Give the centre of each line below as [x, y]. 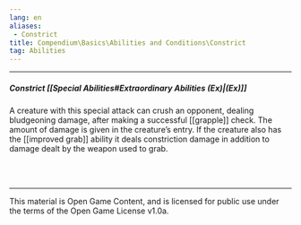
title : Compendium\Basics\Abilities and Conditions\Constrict [128, 43]
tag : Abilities [38, 51]
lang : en [26, 17]
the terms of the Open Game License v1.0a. [89, 211]
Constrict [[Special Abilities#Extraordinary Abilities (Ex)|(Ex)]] [128, 88]
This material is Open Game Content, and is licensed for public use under [144, 202]
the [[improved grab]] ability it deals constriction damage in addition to [140, 139]
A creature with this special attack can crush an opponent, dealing [132, 111]
